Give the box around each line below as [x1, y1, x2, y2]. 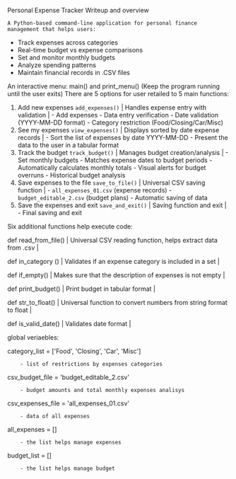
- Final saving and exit [17, 209, 83, 217]
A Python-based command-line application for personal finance [7, 20, 198, 27]
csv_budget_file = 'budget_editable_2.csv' [7, 373, 129, 381]
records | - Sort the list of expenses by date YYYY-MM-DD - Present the [17, 134, 228, 142]
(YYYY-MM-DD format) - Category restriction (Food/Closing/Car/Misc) [17, 118, 224, 127]
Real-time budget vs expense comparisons [17, 46, 143, 54]
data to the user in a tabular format [17, 141, 119, 149]
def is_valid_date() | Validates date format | [7, 320, 131, 328]
